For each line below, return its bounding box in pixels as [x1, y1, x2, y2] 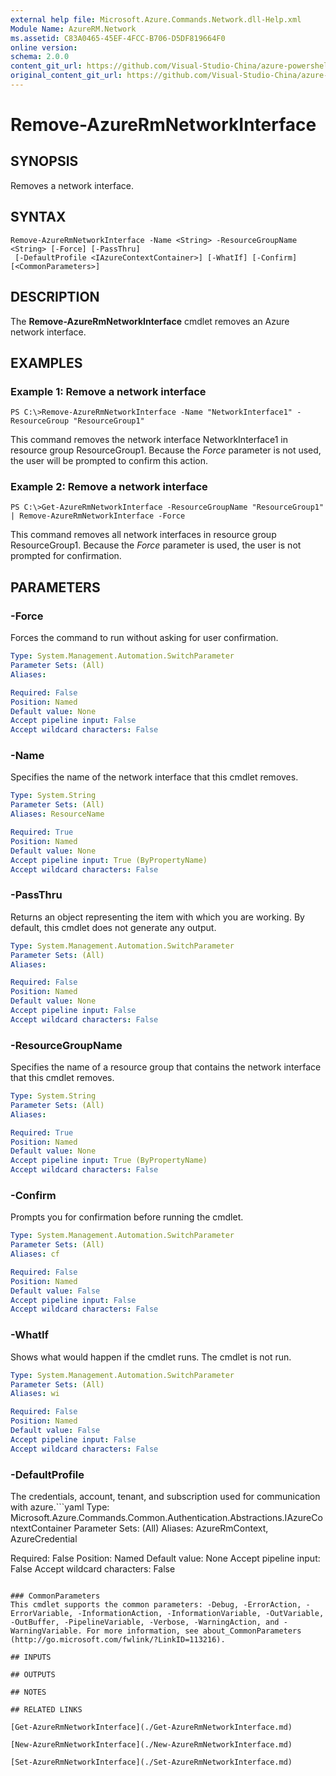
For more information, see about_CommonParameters [86, 1626, 302, 1636]
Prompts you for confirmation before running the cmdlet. [10, 1211, 244, 1223]
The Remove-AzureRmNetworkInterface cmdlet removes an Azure [10, 315, 290, 327]
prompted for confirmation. [10, 550, 122, 562]
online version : [10, 42, 78, 53]
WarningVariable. [10, 1626, 83, 1636]
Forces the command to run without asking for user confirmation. [10, 632, 279, 644]
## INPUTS [10, 1652, 52, 1662]
